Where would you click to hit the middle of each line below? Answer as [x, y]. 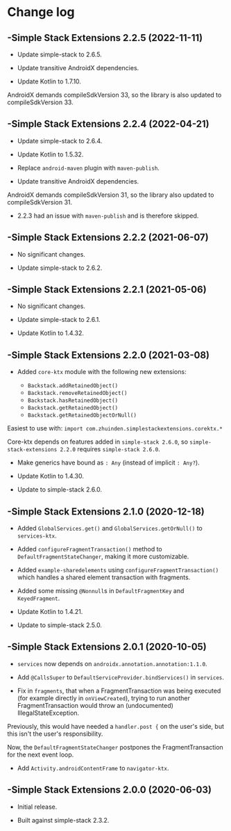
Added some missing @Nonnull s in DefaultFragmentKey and [101, 591]
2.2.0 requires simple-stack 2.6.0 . [110, 449]
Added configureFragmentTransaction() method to [90, 549]
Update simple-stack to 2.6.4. [60, 140]
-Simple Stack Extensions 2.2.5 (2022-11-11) [105, 38]
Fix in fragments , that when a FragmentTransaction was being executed [119, 691]
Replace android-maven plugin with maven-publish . [88, 168]
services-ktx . [37, 535]
